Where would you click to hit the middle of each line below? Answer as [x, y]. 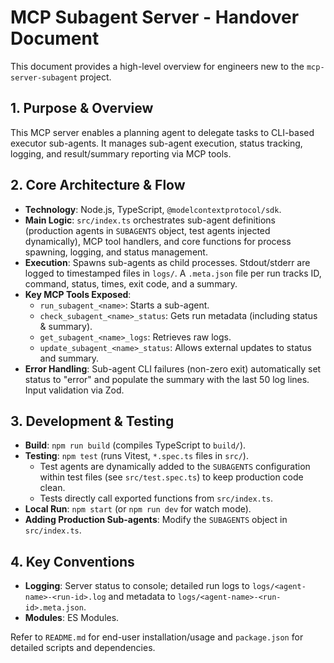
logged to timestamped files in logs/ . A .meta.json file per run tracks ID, [173, 273]
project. [95, 77]
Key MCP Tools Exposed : [78, 294]
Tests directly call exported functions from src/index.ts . [156, 498]
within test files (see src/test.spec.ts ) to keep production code [171, 477]
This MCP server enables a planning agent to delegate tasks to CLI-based [162, 132]
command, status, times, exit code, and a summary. [131, 283]
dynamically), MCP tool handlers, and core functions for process [158, 241]
